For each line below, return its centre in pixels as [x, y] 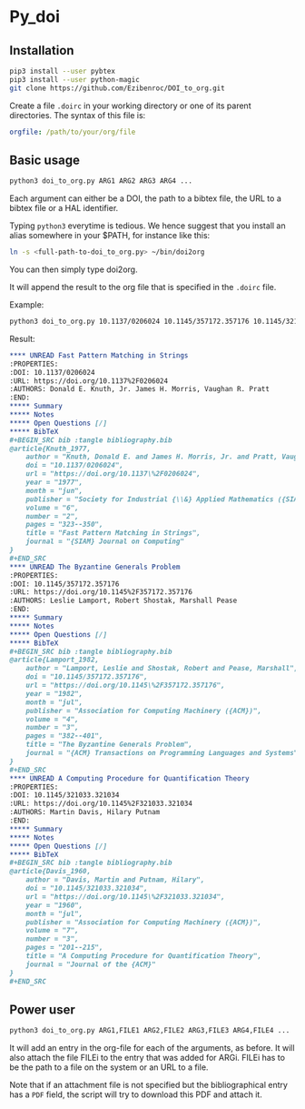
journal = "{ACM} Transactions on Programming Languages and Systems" [162, 753]
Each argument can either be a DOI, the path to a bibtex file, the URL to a [145, 198]
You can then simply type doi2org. [74, 269]
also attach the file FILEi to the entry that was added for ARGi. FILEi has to [148, 1058]
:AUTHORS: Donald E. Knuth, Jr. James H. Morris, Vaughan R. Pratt [140, 389]
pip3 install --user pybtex [63, 71]
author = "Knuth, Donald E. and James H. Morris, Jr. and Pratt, [152, 457]
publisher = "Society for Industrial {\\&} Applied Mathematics [150, 499]
